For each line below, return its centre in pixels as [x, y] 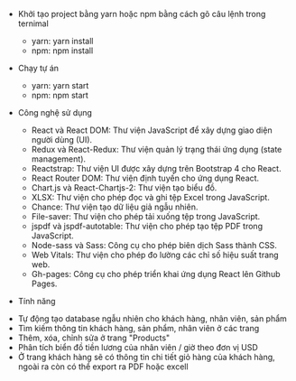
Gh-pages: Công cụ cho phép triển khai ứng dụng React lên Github [156, 274]
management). [59, 159]
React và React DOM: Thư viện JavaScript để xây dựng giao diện [152, 130]
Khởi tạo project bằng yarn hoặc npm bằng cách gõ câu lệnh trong [142, 14]
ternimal [33, 23]
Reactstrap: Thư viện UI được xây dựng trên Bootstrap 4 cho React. [156, 168]
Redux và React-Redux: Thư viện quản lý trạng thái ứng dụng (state [157, 149]
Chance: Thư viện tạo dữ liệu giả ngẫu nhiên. [115, 207]
